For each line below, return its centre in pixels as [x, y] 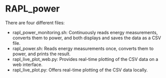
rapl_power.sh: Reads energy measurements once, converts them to [83, 48]
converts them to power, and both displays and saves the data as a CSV [87, 38]
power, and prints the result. [42, 54]
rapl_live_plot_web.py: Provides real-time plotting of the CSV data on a [85, 59]
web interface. [27, 64]
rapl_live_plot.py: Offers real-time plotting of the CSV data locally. [80, 70]
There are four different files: [35, 23]
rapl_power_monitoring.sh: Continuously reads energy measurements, [85, 32]
